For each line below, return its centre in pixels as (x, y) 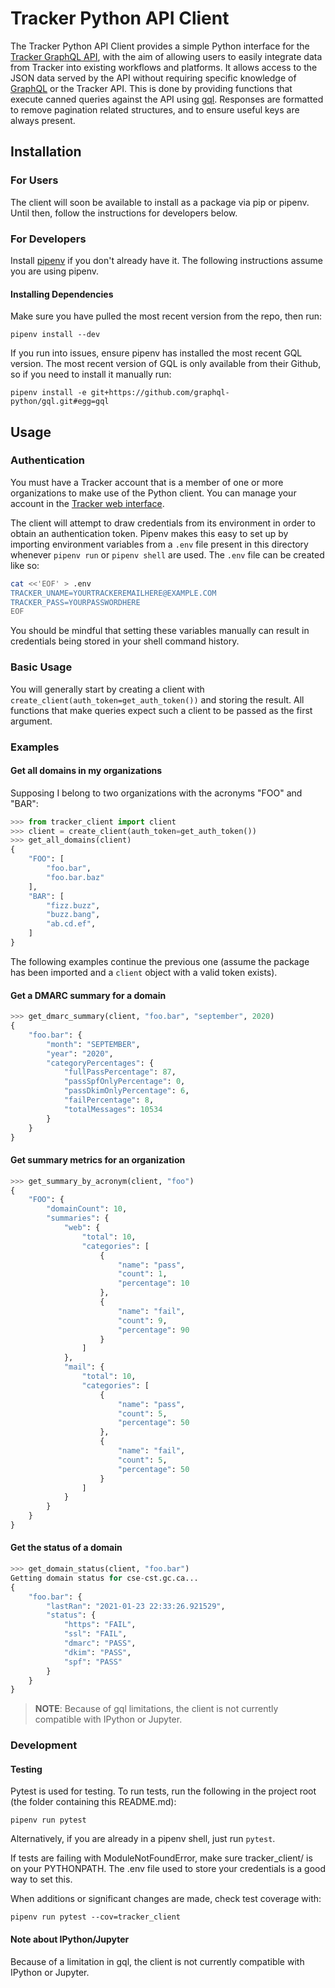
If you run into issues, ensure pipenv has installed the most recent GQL (156, 353)
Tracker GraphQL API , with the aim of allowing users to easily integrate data (166, 56)
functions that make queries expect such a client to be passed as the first (161, 710)
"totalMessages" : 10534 (113, 1109)
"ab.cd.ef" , (71, 924)
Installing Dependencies (62, 294)
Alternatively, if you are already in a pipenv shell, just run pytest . (143, 1839)
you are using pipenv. (55, 271)
